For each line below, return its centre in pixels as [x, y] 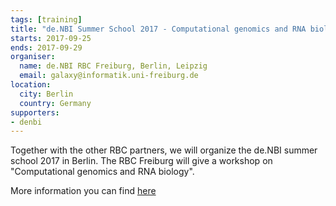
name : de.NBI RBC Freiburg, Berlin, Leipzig [113, 66]
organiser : [33, 57]
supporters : [35, 112]
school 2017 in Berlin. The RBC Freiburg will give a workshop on [141, 161]
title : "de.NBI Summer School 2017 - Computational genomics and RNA [158, 29]
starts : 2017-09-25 [51, 38]
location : [31, 85]
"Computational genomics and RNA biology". [102, 172]
